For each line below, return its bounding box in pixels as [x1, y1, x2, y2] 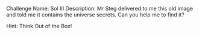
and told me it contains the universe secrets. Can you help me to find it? [6, 11, 185, 18]
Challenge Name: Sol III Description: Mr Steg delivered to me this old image [6, 5, 193, 12]
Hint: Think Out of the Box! [6, 23, 72, 29]
